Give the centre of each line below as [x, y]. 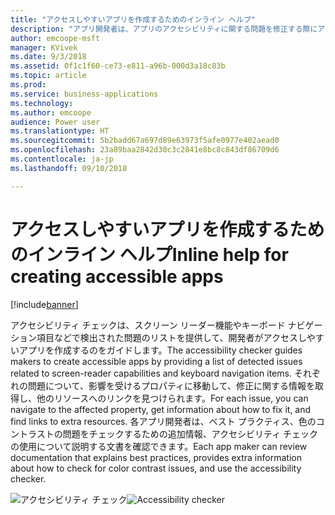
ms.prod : [28, 85]
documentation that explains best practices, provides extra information [156, 457]
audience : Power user [55, 122]
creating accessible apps [117, 276]
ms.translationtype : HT [60, 131]
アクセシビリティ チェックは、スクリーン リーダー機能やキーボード [148, 325]
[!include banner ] [44, 304]
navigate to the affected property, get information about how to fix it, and [161, 409]
